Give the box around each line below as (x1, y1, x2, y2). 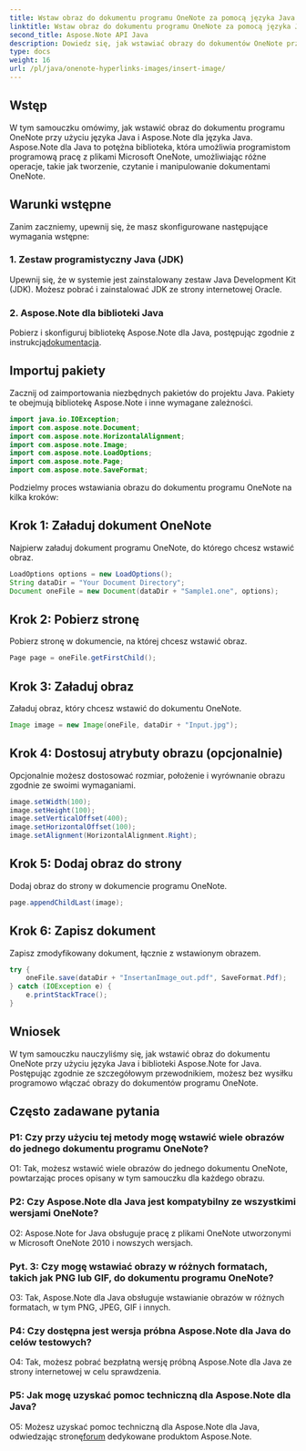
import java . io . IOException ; (9, 414, 120, 424)
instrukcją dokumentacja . (9, 337, 102, 348)
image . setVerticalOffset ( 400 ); (9, 814, 128, 823)
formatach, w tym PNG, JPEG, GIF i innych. (9, 1302, 171, 1313)
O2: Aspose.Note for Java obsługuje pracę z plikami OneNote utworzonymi (9, 1227, 291, 1239)
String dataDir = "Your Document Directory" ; (9, 577, 185, 588)
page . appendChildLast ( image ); (9, 898, 125, 907)
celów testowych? (9, 1335, 93, 1348)
